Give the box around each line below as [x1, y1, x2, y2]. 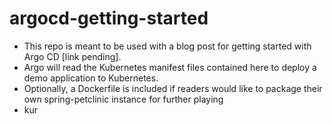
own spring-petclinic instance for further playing [23, 93, 224, 105]
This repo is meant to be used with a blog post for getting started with [23, 40, 312, 52]
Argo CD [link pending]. [23, 50, 122, 62]
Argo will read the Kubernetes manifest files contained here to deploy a [23, 61, 317, 73]
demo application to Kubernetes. [23, 72, 159, 84]
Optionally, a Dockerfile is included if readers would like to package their [23, 82, 323, 94]
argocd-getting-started [9, 7, 209, 30]
